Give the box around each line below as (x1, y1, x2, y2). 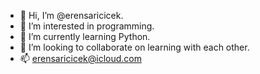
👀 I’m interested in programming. (19, 20, 155, 32)
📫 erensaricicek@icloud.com (19, 53, 142, 64)
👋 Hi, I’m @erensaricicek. (19, 10, 124, 21)
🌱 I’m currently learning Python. (19, 31, 151, 42)
